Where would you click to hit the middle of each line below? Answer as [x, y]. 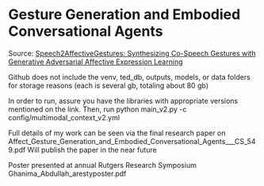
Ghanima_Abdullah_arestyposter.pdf [67, 173]
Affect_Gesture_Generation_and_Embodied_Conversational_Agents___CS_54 [132, 141]
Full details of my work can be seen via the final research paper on [117, 133]
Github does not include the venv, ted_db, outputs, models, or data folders [130, 77]
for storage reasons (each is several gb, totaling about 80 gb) [108, 85]
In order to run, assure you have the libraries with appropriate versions [123, 101]
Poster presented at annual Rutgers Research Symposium [102, 165]
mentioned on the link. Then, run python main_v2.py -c [98, 109]
